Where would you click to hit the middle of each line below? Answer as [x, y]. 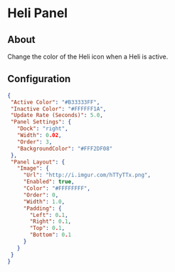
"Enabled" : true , [49, 182]
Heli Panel [38, 13]
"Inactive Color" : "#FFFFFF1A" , [58, 109]
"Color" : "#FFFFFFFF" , [57, 188]
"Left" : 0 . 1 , [49, 215]
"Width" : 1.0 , [44, 201]
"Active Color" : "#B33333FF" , [55, 102]
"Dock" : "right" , [43, 129]
